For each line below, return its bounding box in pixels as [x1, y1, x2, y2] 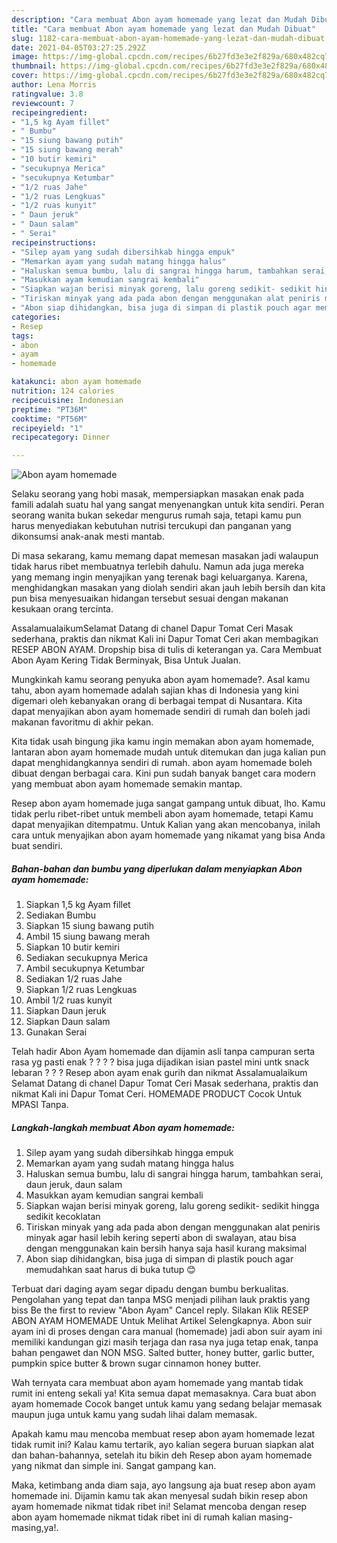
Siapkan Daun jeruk [25, 1005, 107, 1017]
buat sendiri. [11, 840, 63, 852]
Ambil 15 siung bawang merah [25, 931, 151, 943]
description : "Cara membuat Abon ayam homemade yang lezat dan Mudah [11, 14, 308, 25]
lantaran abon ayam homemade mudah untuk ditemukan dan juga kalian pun [11, 746, 327, 758]
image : [11, 52, 39, 62]
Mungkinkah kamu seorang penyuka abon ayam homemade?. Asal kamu [11, 674, 311, 686]
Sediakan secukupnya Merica [25, 952, 149, 964]
